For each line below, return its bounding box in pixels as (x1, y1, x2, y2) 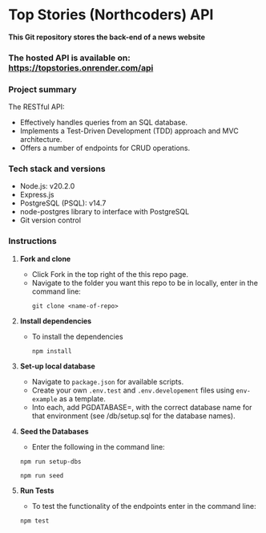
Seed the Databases (19, 426, 89, 436)
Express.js (19, 190, 54, 200)
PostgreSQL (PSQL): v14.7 (19, 198, 107, 208)
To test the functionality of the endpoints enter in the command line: (31, 501, 256, 511)
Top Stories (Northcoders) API (8, 6, 214, 24)
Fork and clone (19, 254, 71, 263)
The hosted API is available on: (8, 52, 131, 63)
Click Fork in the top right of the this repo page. (31, 269, 189, 279)
